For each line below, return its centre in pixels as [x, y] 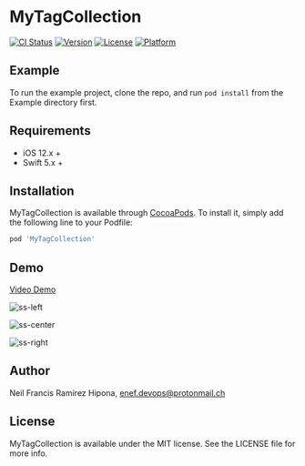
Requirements [50, 131]
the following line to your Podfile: [71, 223]
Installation [42, 191]
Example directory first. [53, 102]
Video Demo [33, 289]
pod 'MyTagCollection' [52, 239]
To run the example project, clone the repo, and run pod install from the [147, 92]
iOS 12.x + [41, 153]
